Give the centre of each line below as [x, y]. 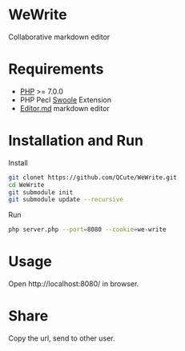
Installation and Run [76, 141]
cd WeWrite [26, 185]
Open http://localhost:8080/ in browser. [74, 284]
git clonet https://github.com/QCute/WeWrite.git [93, 177]
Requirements [56, 69]
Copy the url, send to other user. [62, 338]
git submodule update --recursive [66, 200]
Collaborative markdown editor [59, 37]
